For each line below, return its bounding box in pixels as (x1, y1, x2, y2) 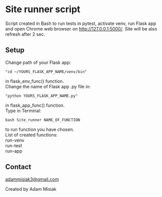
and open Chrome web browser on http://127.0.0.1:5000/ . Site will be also (5, 25, 157, 31)
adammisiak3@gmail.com (5, 176, 59, 182)
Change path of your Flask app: (5, 59, 71, 65)
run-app (5, 148, 23, 154)
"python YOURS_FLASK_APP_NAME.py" (5, 93, 78, 98)
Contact (5, 162, 31, 171)
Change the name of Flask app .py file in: (5, 83, 91, 89)
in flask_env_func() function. (5, 78, 64, 84)
